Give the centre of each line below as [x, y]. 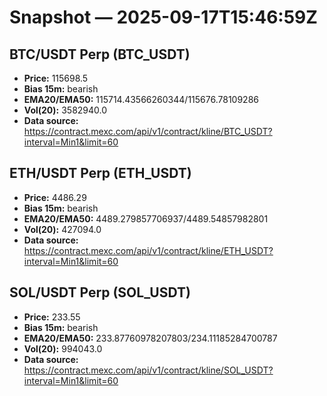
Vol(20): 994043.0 [63, 348]
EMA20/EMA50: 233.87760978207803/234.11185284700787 [150, 338]
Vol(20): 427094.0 [62, 229]
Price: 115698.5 [56, 78]
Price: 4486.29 [55, 197]
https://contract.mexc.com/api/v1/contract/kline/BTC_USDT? [148, 131]
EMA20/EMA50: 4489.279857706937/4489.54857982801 [146, 218]
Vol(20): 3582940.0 [65, 110]
